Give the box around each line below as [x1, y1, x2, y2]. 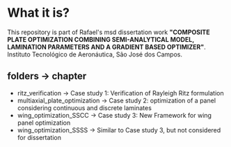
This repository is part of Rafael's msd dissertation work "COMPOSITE [7, 28, 210, 36]
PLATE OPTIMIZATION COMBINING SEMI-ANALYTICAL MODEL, [7, 35, 195, 43]
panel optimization [17, 118, 71, 127]
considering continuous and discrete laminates [17, 103, 152, 112]
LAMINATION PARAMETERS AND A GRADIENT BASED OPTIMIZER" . [7, 42, 207, 51]
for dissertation [17, 133, 61, 141]
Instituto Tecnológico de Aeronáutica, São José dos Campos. [7, 50, 183, 59]
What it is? [7, 5, 70, 21]
